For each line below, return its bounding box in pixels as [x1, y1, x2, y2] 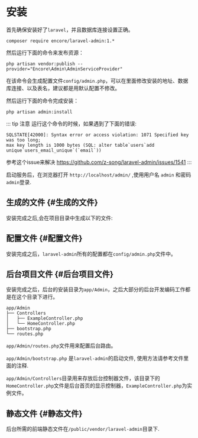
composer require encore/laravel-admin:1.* [6, 38, 115, 44]
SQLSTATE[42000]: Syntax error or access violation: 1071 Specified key [6, 131, 189, 138]
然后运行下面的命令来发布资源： [6, 49, 84, 56]
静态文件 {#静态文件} [6, 408, 83, 418]
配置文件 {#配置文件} [6, 233, 83, 243]
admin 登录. [6, 178, 31, 185]
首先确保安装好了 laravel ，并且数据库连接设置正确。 [6, 26, 134, 33]
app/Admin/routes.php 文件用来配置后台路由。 [6, 342, 116, 349]
